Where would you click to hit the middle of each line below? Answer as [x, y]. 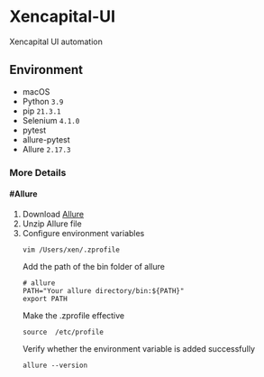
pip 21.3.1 [41, 111]
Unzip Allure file [52, 224]
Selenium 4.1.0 [51, 120]
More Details [38, 172]
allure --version [55, 365]
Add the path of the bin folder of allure [93, 266]
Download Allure [53, 214]
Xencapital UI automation [56, 41]
